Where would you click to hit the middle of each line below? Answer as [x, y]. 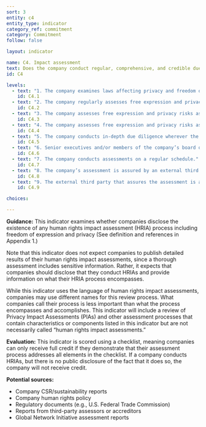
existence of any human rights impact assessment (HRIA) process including [102, 228]
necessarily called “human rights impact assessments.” [76, 330]
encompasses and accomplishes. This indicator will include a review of [96, 310]
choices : [17, 199]
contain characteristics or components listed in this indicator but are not [97, 323]
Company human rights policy [53, 398]
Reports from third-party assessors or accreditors [78, 411]
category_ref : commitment [39, 29]
